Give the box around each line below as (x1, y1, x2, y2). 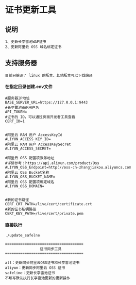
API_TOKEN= (5, 110, 27, 115)
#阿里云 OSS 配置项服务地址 (5, 156, 54, 161)
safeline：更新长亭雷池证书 (5, 270, 55, 276)
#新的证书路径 (5, 198, 29, 202)
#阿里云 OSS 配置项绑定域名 (5, 180, 54, 184)
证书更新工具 (5, 4, 57, 16)
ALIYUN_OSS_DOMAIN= (5, 184, 45, 189)
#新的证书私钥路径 (5, 207, 36, 212)
